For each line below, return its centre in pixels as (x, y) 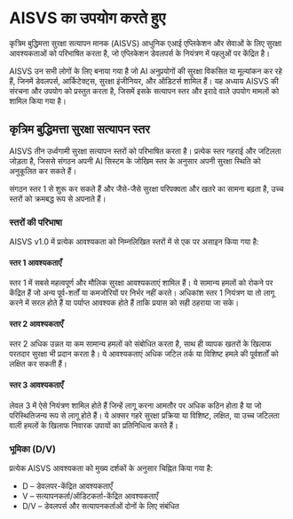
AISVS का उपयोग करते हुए (87, 18)
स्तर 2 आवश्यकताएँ (36, 323)
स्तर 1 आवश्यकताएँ (36, 262)
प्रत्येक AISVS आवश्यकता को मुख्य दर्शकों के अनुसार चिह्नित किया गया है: (111, 468)
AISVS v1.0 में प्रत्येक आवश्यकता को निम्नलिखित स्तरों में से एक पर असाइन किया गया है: (134, 242)
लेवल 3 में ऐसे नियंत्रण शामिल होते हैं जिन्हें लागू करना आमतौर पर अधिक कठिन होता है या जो (135, 405)
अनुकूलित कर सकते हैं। (43, 171)
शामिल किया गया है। (38, 100)
